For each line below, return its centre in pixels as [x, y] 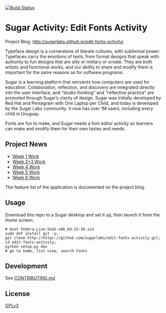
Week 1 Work [26, 156]
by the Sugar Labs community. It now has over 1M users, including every [79, 108]
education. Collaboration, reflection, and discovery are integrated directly [80, 87]
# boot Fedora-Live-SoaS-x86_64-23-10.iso [50, 229]
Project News [26, 144]
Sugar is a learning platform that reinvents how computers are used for [77, 82]
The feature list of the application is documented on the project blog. [75, 187]
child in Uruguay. [22, 113]
